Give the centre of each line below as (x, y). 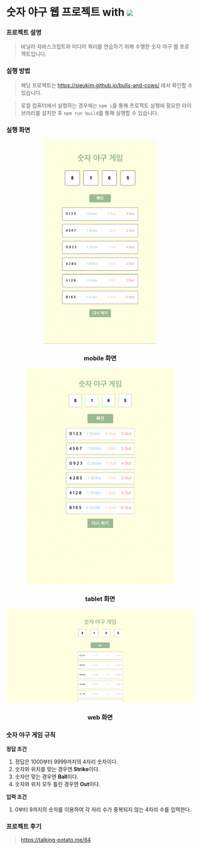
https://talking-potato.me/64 (56, 840)
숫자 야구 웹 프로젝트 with (66, 12)
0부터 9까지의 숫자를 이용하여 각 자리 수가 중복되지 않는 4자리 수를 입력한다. (103, 809)
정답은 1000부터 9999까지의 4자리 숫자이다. (66, 761)
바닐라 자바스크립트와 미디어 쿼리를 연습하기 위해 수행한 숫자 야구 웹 (99, 47)
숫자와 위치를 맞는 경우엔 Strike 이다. (57, 769)
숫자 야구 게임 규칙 (31, 735)
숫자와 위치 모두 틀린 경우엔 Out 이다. (57, 784)
